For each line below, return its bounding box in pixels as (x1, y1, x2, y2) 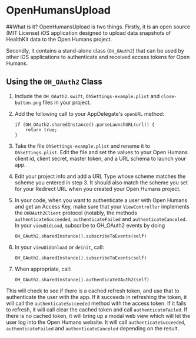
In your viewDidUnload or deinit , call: (14, 243, 104, 251)
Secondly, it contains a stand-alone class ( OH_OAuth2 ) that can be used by (6, 47, 184, 54)
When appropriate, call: (14, 265, 72, 272)
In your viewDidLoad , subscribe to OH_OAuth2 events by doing (14, 222, 165, 229)
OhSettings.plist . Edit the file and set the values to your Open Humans (14, 148, 188, 155)
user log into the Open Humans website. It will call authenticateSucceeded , (6, 318, 186, 326)
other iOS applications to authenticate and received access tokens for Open (6, 53, 190, 60)
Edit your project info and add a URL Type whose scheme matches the (14, 173, 186, 180)
